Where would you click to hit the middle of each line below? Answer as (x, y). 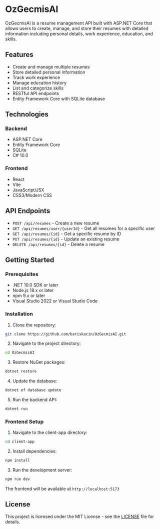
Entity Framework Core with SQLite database (58, 98)
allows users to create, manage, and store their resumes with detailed (77, 28)
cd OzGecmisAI (20, 353)
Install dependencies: (34, 451)
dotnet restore (21, 371)
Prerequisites (22, 274)
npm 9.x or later (29, 295)
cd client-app (20, 442)
